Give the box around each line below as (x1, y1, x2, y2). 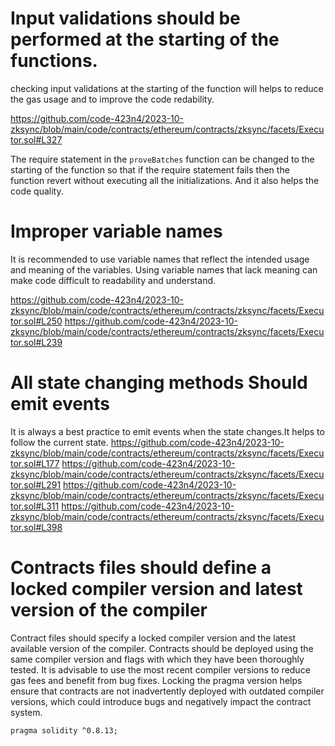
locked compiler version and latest (10, 578, 303, 600)
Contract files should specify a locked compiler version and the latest (10, 632, 297, 644)
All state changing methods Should (10, 372, 308, 394)
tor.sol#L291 (10, 478, 62, 491)
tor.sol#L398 (10, 521, 63, 533)
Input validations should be (10, 7, 241, 30)
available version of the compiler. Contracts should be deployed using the (10, 642, 314, 654)
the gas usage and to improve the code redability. (10, 93, 215, 105)
